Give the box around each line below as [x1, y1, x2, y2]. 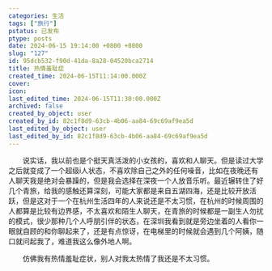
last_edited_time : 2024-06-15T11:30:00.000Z [8, 95, 161, 103]
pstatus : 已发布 [8, 27, 60, 35]
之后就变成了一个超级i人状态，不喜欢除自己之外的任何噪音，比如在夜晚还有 [8, 165, 259, 175]
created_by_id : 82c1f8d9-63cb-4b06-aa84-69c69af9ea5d [8, 117, 194, 125]
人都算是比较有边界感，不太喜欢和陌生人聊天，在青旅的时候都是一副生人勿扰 [8, 205, 264, 215]
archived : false [8, 102, 63, 110]
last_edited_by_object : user [8, 125, 107, 133]
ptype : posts [8, 34, 53, 43]
